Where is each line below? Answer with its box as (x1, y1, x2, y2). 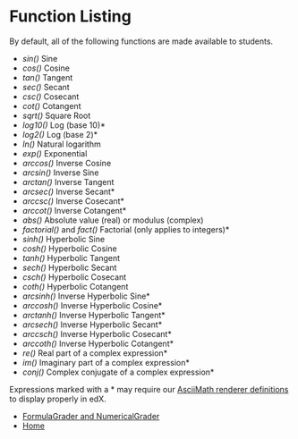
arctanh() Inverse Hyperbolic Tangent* (21, 309, 166, 320)
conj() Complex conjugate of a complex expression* (21, 367, 215, 377)
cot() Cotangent (21, 100, 81, 111)
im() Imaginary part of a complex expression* (21, 357, 190, 367)
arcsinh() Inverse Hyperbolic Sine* (21, 291, 150, 301)
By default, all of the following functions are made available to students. (9, 36, 274, 46)
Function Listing (9, 6, 132, 27)
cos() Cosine (21, 63, 70, 73)
